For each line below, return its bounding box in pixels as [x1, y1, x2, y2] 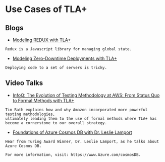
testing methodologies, [5, 112, 56, 117]
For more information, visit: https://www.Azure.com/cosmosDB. [5, 152, 141, 157]
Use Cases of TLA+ [5, 4, 87, 15]
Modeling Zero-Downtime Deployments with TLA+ [12, 55, 118, 61]
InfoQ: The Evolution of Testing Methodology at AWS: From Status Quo [12, 92, 160, 98]
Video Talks [5, 79, 43, 88]
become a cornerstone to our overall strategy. [5, 120, 107, 125]
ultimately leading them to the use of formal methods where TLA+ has [5, 116, 157, 121]
